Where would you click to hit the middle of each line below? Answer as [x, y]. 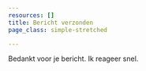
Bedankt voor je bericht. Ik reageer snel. [73, 59]
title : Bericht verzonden [51, 23]
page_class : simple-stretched [58, 30]
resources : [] [32, 15]
